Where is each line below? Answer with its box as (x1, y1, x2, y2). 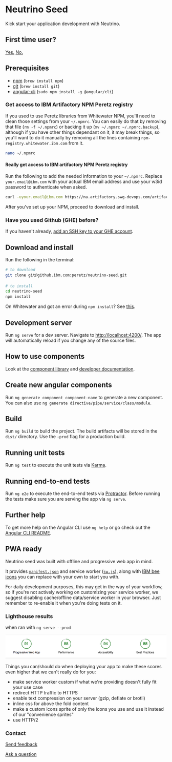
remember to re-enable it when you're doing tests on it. (5, 600, 122, 606)
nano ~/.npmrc (5, 150, 36, 156)
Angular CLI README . (5, 529, 52, 536)
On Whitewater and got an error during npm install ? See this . (5, 303, 136, 310)
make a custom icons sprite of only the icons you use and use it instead (12, 706, 164, 712)
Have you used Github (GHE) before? (5, 216, 99, 223)
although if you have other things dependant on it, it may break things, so (5, 129, 160, 135)
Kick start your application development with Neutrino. (5, 20, 120, 27)
